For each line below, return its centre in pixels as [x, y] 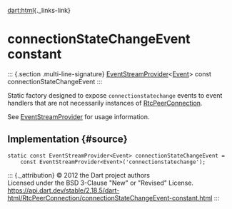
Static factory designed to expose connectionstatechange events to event [115, 95]
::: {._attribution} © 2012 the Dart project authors [79, 175]
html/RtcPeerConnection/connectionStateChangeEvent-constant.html [110, 198]
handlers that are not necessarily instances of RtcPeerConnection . [105, 103]
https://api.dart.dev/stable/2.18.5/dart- [64, 190]
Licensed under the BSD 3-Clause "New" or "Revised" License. [101, 183]
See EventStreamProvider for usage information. [79, 116]
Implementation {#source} [68, 139]
